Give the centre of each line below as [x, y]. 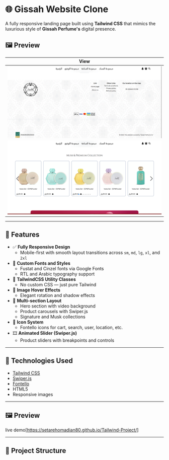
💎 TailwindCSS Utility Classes [44, 279]
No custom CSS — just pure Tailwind [58, 284]
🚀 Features [22, 235]
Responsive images [33, 394]
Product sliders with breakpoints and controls [67, 340]
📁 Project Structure [36, 451]
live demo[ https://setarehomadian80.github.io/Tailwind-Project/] [72, 430]
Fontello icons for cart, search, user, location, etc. [71, 327]
